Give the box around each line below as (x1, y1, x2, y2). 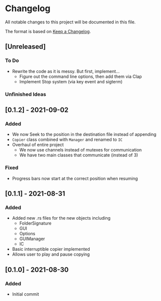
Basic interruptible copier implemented (12, 246, 90, 252)
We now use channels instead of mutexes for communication (19, 147, 142, 153)
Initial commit (12, 291, 39, 297)
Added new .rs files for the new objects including (12, 215, 111, 221)
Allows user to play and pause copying (12, 251, 90, 257)
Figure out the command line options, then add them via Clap (19, 74, 142, 79)
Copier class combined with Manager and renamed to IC (12, 137, 123, 143)
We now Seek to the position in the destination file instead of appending (12, 132, 157, 137)
